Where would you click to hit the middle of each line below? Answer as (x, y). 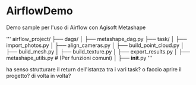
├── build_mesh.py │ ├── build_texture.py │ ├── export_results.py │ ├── (98, 51)
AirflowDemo (39, 11)
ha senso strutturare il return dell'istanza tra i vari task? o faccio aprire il (94, 69)
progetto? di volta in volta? (39, 75)
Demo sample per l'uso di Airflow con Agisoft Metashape (76, 27)
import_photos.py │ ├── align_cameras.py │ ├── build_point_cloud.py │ (95, 45)
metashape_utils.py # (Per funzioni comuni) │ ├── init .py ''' (79, 58)
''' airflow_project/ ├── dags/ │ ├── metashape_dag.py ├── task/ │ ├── (97, 39)
